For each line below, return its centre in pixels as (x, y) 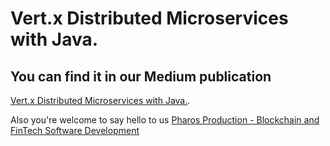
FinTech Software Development (75, 130)
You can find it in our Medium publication (141, 76)
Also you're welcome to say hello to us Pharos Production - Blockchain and (165, 120)
